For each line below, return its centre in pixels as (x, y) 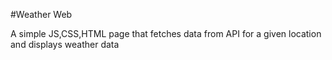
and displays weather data (65, 44)
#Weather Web (41, 14)
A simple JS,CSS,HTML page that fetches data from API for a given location (166, 33)
